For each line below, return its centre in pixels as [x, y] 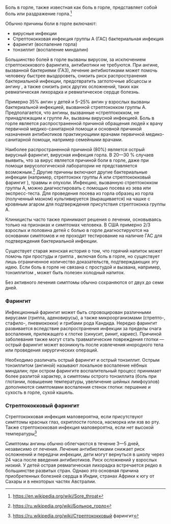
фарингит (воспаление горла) [45, 44]
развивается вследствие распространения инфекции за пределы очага [83, 328]
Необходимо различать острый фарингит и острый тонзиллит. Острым [82, 360]
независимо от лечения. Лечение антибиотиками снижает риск [75, 449]
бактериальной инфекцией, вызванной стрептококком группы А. [76, 107]
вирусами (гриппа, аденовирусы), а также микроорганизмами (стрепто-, [85, 317]
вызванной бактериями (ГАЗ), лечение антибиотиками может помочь [81, 70]
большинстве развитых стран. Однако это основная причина [72, 471]
